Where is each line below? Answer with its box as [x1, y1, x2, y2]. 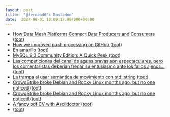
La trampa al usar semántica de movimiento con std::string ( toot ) [12, 74, 149, 80]
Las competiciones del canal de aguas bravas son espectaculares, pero [12, 58, 163, 64]
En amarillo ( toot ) [12, 47, 49, 53]
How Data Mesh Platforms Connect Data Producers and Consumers [12, 31, 155, 37]
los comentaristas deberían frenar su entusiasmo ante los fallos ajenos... [12, 63, 165, 69]
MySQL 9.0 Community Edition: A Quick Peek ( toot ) [12, 52, 121, 58]
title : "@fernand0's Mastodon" [5, 12, 74, 17]
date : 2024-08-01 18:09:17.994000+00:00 [5, 17, 95, 22]
